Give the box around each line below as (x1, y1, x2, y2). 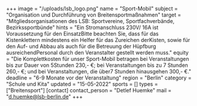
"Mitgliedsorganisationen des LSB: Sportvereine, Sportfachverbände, (6, 18, 175, 24)
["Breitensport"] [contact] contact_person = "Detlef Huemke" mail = (6, 87, 172, 94)
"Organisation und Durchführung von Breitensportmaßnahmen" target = (6, 11, 182, 18)
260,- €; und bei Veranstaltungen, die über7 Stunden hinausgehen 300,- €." (6, 68, 192, 75)
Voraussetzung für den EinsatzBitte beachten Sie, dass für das (6, 30, 159, 37)
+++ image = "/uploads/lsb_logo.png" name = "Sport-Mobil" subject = (6, 5, 179, 12)
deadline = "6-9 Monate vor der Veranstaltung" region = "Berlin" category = (6, 74, 192, 81)
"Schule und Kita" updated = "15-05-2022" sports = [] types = (6, 81, 159, 88)
